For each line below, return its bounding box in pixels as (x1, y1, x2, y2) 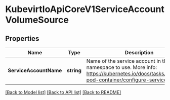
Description (124, 49, 154, 56)
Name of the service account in (86, 58, 161, 64)
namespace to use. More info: (86, 64, 157, 71)
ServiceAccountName (8, 67, 62, 74)
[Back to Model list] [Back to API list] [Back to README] (5, 89, 121, 95)
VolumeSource (5, 14, 69, 26)
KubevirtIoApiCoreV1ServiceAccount (5, 4, 164, 15)
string (66, 67, 82, 74)
